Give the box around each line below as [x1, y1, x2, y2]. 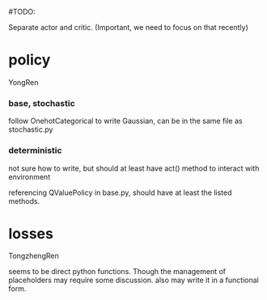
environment [8, 171, 51, 181]
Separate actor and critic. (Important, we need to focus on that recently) [8, 23, 249, 32]
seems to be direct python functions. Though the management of [8, 267, 227, 277]
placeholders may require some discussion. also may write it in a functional [8, 275, 259, 285]
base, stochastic [8, 97, 75, 108]
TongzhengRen [8, 251, 59, 261]
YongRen [8, 77, 39, 87]
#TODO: [8, 7, 36, 16]
